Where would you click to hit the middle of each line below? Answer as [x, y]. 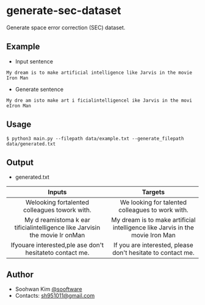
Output [20, 162]
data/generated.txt [31, 144]
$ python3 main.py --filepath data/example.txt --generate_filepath [95, 138]
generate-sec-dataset [64, 11]
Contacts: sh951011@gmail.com [55, 296]
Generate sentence [39, 89]
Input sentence [34, 61]
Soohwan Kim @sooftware [49, 289]
